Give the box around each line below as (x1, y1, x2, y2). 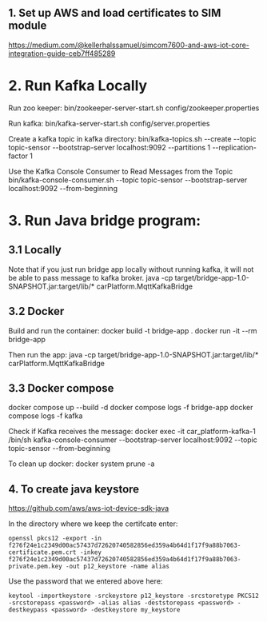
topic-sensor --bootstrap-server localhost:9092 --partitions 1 (8, 142, 210, 152)
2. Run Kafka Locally (8, 77, 148, 94)
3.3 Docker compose (8, 381, 114, 395)
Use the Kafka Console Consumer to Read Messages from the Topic (8, 166, 233, 176)
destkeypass (8, 606, 48, 614)
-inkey (79, 548, 102, 556)
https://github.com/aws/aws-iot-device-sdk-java (8, 504, 169, 513)
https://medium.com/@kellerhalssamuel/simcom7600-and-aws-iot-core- (8, 40, 250, 50)
